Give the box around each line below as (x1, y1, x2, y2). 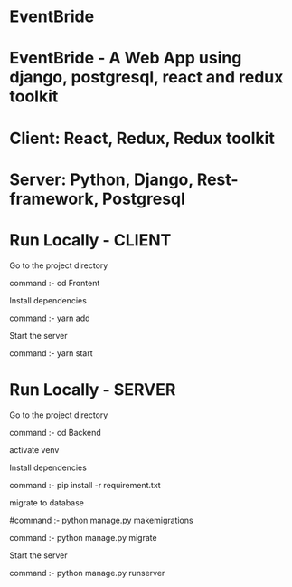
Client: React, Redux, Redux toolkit (9, 128, 276, 149)
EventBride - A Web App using (9, 48, 242, 69)
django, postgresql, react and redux (9, 67, 284, 88)
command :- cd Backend (9, 427, 101, 438)
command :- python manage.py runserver (9, 567, 165, 578)
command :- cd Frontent (9, 277, 100, 288)
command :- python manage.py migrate (9, 532, 157, 543)
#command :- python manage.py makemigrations (9, 515, 193, 525)
